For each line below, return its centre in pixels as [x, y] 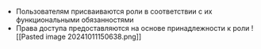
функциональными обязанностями [75, 20]
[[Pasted [30, 36]
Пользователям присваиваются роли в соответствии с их [114, 11]
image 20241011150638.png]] [94, 36]
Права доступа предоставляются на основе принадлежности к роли [132, 28]
